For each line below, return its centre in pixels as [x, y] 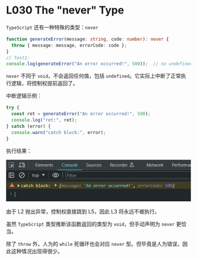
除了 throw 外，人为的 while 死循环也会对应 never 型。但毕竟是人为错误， [94, 244]
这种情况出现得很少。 [37, 251]
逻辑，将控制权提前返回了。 [44, 84]
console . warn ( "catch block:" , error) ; [59, 132]
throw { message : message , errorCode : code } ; [69, 45]
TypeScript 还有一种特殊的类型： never [52, 27]
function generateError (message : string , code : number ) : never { [88, 39]
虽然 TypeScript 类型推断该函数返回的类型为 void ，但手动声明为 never [90, 224]
